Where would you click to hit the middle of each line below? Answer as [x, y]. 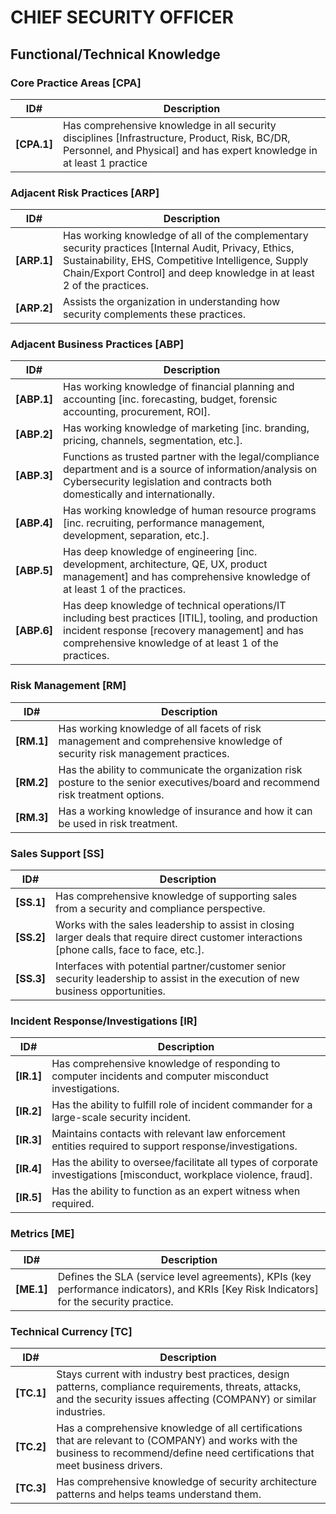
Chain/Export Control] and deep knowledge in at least [188, 273]
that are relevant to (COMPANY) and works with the [177, 1440]
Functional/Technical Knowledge [115, 54]
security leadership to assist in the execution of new [177, 979]
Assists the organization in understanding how [171, 302]
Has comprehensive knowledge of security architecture [186, 1481]
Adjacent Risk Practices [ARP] [85, 193]
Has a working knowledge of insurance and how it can [185, 811]
